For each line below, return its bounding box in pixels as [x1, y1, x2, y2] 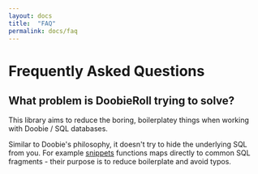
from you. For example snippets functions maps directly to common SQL [8, 148, 251, 158]
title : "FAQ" [8, 19, 57, 28]
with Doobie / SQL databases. [8, 124, 108, 134]
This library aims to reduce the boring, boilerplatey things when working [8, 115, 250, 125]
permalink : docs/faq [8, 27, 79, 35]
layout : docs [8, 11, 53, 20]
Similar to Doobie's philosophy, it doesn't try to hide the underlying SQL [8, 139, 247, 150]
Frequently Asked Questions [8, 62, 205, 80]
